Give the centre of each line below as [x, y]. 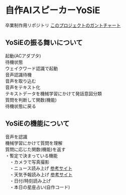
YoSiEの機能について [37, 124]
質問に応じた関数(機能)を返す [36, 149]
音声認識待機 [18, 75]
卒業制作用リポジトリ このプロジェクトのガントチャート [63, 25]
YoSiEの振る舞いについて [44, 43]
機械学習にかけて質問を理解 [34, 143]
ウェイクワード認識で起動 [32, 68]
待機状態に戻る [21, 106]
